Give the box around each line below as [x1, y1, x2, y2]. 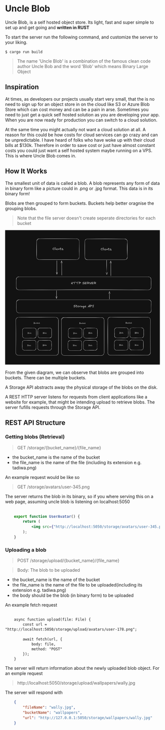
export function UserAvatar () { [14, 514, 80, 519]
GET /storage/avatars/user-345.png [17, 484, 90, 490]
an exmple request [5, 670, 43, 676]
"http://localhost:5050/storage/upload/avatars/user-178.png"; [5, 627, 137, 632]
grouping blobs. [5, 205, 37, 211]
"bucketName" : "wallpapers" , [23, 710, 82, 715]
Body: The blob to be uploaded [17, 567, 80, 573]
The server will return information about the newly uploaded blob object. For [5, 665, 160, 671]
